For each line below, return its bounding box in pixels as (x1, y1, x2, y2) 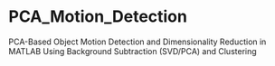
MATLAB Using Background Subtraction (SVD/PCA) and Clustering (8, 45, 257, 56)
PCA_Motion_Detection (8, 6, 187, 27)
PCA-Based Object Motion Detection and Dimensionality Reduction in (8, 36, 267, 47)
